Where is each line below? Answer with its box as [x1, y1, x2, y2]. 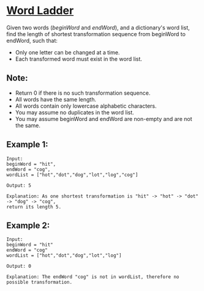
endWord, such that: [6, 37, 58, 44]
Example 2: [6, 220, 50, 230]
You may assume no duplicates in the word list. [15, 108, 135, 116]
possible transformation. [6, 279, 72, 285]
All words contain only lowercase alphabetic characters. [15, 102, 157, 109]
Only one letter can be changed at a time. [15, 48, 120, 56]
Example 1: [6, 139, 48, 150]
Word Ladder [6, 4, 74, 18]
